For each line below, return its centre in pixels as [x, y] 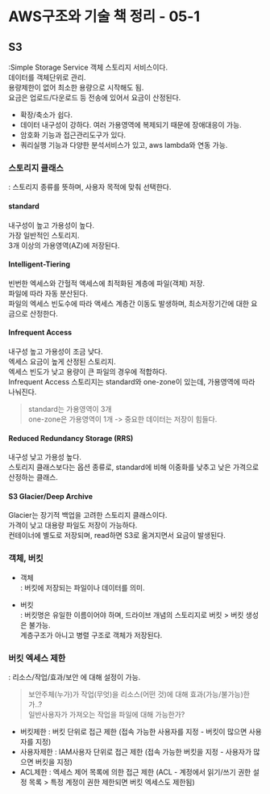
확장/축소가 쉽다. [46, 115]
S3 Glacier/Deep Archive [50, 496]
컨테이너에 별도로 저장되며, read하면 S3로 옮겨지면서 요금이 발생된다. [117, 536]
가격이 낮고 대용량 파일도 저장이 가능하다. [73, 525]
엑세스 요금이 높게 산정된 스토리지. [62, 361]
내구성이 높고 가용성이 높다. [52, 225]
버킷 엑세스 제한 [37, 657]
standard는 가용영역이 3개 [70, 409]
